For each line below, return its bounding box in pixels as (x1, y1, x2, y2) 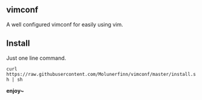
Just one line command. (6, 54, 67, 61)
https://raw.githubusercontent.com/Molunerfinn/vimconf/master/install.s (6, 71, 197, 77)
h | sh (6, 77, 23, 83)
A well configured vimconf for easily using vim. (6, 20, 123, 28)
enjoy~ (6, 87, 24, 94)
